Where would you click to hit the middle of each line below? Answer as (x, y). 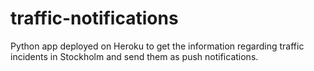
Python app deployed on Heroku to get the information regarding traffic (157, 46)
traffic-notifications (94, 18)
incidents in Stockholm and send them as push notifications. (134, 56)
